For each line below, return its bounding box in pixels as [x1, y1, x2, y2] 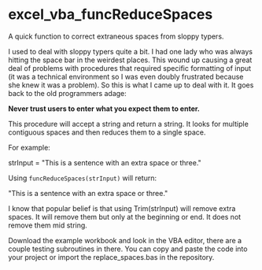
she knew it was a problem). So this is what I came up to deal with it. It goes [8, 80, 254, 90]
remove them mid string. [8, 220, 88, 230]
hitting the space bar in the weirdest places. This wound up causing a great [8, 55, 253, 65]
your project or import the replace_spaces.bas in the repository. [8, 252, 215, 261]
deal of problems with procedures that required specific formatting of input [8, 63, 252, 72]
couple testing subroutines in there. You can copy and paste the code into [8, 244, 248, 253]
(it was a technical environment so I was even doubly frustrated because [8, 72, 244, 81]
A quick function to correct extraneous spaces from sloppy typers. [8, 31, 224, 41]
